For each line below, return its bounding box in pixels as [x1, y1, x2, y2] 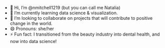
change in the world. [9, 20, 52, 26]
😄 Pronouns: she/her [9, 26, 54, 32]
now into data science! [9, 39, 57, 44]
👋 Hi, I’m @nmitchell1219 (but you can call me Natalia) [9, 5, 121, 10]
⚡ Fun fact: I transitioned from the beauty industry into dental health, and [9, 31, 160, 37]
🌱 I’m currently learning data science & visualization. [9, 10, 118, 16]
